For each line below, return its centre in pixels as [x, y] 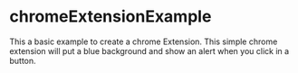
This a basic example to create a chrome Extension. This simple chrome [144, 41]
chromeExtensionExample [111, 17]
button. [23, 60]
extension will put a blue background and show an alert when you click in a [149, 50]
